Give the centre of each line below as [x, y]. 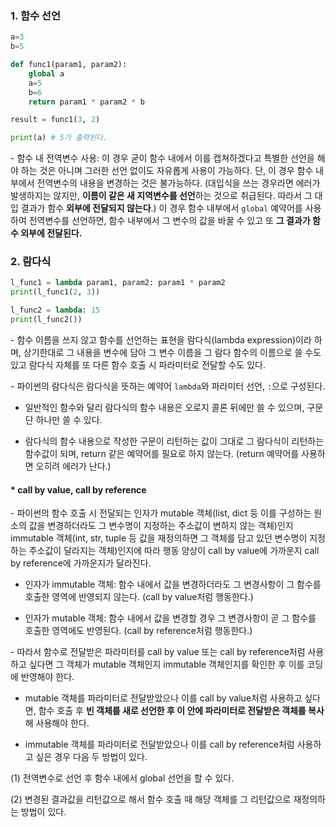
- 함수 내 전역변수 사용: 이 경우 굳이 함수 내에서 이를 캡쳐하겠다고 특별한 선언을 [162, 158]
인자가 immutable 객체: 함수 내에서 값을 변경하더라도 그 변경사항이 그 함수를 [173, 584]
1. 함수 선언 [35, 15]
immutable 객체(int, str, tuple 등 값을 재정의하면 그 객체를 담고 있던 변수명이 [159, 538]
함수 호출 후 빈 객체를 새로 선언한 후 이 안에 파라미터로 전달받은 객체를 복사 [181, 711]
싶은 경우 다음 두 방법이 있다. [91, 757]
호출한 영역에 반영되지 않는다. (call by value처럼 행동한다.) [139, 597]
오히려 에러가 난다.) [73, 466]
